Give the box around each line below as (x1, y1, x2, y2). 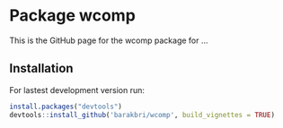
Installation (9, 61, 74, 76)
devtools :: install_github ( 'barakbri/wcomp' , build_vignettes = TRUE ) (9, 110, 276, 119)
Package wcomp (9, 5, 137, 26)
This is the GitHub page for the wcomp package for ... (9, 35, 208, 46)
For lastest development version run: (9, 84, 146, 95)
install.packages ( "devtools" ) (9, 102, 123, 111)
